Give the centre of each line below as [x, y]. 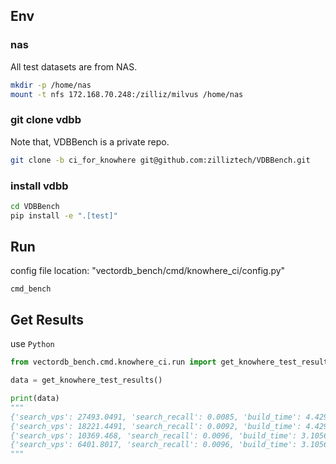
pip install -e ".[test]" [64, 215]
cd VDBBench [35, 206]
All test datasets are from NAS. [74, 66]
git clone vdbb [46, 120]
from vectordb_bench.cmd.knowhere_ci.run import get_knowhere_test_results [171, 362]
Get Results [47, 319]
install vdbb [39, 186]
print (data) [35, 399]
